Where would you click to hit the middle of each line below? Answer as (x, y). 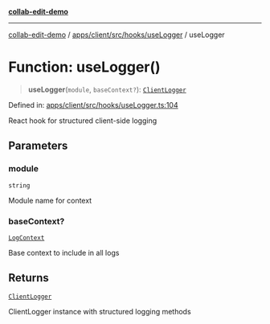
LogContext (27, 238)
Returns (29, 278)
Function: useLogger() (84, 67)
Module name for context (50, 200)
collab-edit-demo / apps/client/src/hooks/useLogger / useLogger (117, 35)
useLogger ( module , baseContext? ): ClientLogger (107, 89)
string (19, 185)
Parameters (38, 146)
